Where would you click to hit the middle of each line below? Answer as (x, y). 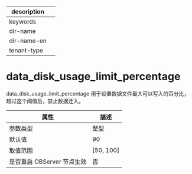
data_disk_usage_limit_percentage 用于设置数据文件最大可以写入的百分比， (98, 93)
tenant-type (26, 50)
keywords (23, 22)
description (28, 12)
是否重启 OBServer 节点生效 (48, 162)
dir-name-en (28, 41)
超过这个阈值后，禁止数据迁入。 (45, 101)
